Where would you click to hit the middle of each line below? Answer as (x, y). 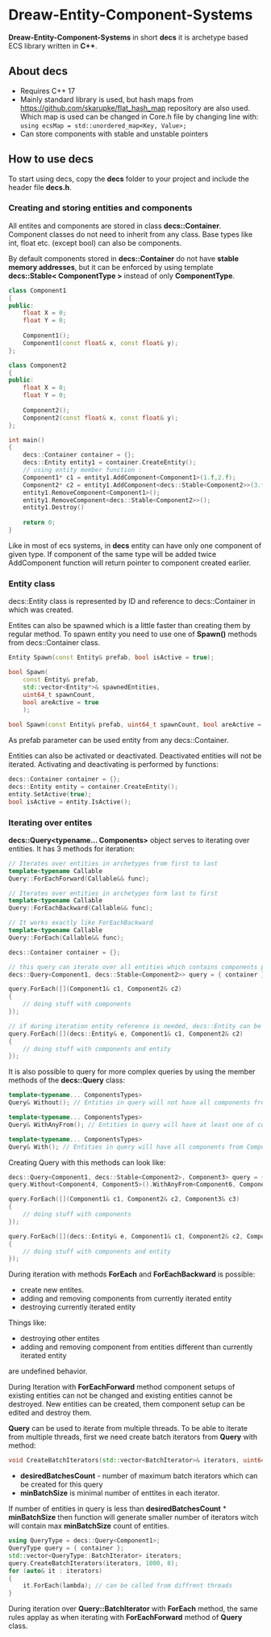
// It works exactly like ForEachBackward (81, 923)
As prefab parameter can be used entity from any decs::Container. (119, 740)
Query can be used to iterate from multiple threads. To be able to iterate (128, 1428)
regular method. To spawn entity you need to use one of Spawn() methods (133, 634)
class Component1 (38, 290)
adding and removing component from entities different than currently (136, 1347)
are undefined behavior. (48, 1371)
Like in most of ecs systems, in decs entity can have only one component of (135, 545)
